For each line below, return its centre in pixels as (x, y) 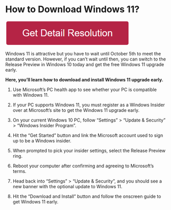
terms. (19, 171)
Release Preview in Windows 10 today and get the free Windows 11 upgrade (85, 64)
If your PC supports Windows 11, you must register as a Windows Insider (89, 105)
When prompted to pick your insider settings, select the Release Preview (89, 151)
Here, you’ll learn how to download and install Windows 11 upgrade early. (84, 79)
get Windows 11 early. (35, 201)
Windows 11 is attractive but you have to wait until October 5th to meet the (83, 53)
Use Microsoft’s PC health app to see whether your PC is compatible (85, 89)
